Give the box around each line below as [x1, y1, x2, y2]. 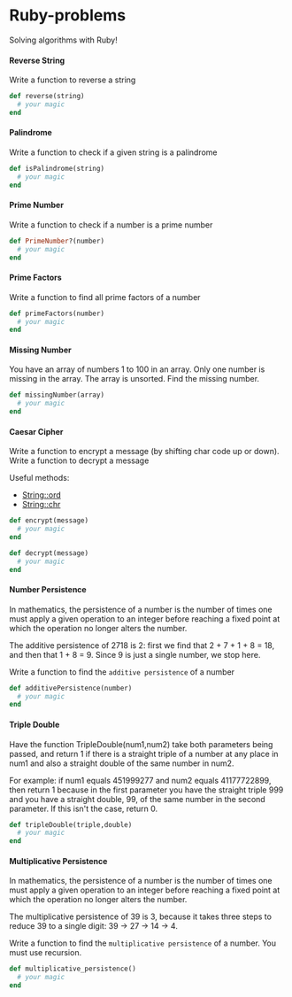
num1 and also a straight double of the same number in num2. [9, 758, 234, 769]
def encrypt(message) [9, 516, 89, 525]
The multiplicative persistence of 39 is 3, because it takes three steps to [9, 911, 273, 922]
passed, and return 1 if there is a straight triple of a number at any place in [9, 748, 279, 759]
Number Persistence [9, 584, 87, 595]
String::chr [21, 499, 61, 510]
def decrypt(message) [9, 548, 89, 558]
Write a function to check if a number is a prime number [9, 219, 213, 230]
